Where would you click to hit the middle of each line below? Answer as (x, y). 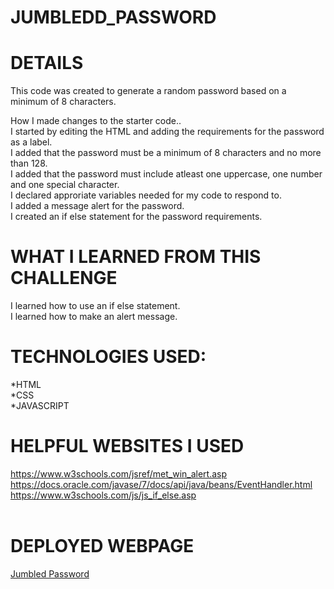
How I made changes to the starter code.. (96, 121)
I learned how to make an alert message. (94, 317)
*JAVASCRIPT (40, 405)
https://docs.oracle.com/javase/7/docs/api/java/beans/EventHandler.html (161, 484)
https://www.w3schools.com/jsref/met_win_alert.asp (119, 473)
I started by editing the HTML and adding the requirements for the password (167, 132)
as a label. (31, 142)
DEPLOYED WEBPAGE (102, 546)
